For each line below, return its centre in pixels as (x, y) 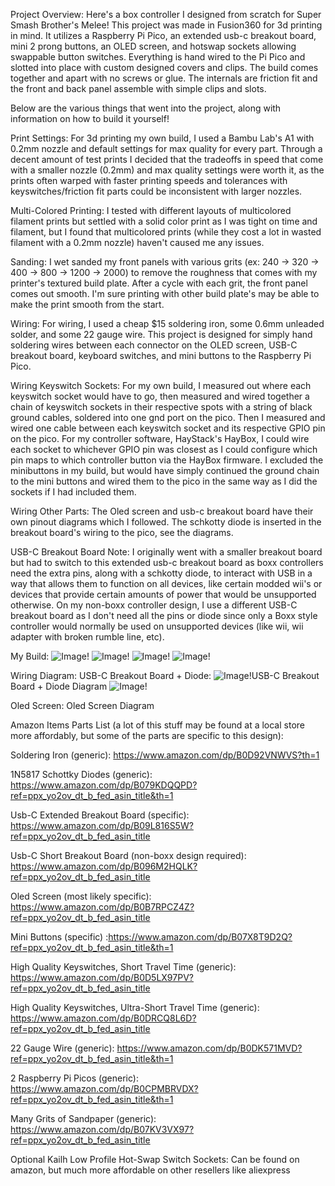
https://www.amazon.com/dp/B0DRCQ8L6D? (103, 1018)
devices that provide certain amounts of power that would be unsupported (163, 594)
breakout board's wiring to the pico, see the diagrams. (122, 532)
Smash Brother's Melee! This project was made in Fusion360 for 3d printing (166, 25)
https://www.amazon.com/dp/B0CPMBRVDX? (104, 1088)
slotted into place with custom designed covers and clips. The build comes (164, 67)
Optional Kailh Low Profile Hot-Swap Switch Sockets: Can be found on (155, 1159)
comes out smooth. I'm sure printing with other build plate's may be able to (165, 293)
